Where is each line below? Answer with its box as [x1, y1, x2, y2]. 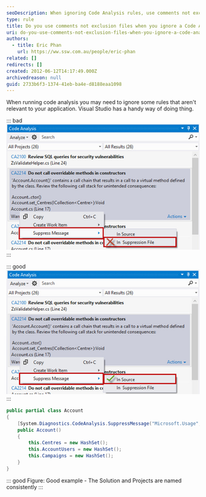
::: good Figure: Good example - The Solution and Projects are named [6, 477, 182, 484]
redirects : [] [6, 61, 43, 67]
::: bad [6, 117, 23, 124]
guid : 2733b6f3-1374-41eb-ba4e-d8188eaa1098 [6, 81, 122, 87]
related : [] [6, 55, 37, 61]
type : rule [6, 16, 34, 23]
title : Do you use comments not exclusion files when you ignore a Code [6, 23, 196, 29]
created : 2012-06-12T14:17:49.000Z [6, 68, 97, 74]
